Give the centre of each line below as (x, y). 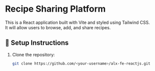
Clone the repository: (33, 54)
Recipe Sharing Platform (55, 9)
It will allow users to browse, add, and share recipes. (58, 27)
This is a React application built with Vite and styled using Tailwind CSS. (77, 22)
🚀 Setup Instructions (37, 43)
